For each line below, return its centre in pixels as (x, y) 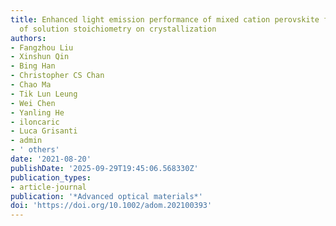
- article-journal (48, 187)
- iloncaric (35, 122)
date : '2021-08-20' (51, 159)
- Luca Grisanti (44, 131)
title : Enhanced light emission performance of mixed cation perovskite (165, 19)
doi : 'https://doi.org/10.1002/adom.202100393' (111, 206)
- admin (26, 141)
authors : (28, 38)
